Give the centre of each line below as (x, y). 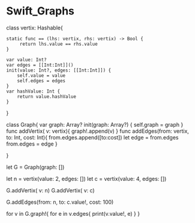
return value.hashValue (47, 96)
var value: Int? (26, 60)
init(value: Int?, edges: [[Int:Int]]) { (59, 70)
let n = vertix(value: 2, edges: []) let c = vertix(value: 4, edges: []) (86, 179)
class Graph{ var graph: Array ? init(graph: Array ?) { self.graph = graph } (95, 124)
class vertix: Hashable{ (34, 28)
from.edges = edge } (32, 144)
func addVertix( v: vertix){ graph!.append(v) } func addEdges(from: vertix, (97, 131)
